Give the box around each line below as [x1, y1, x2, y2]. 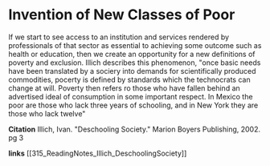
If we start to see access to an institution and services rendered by [8, 32, 230, 42]
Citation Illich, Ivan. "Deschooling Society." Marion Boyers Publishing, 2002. [8, 124, 261, 134]
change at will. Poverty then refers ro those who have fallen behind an [8, 83, 241, 93]
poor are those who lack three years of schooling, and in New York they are [8, 100, 259, 110]
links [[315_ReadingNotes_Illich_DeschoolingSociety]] [8, 148, 187, 158]
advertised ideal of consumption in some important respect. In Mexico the [8, 91, 253, 101]
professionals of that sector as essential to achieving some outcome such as [8, 40, 262, 50]
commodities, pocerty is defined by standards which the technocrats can [8, 75, 251, 84]
